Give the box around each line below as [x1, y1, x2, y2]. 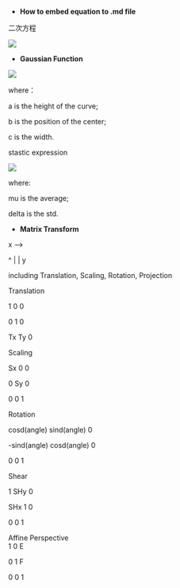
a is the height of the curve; [8, 101, 98, 111]
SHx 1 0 [8, 502, 33, 512]
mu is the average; [8, 194, 69, 202]
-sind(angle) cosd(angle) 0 [8, 441, 96, 449]
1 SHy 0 [8, 487, 33, 496]
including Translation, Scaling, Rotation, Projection [8, 271, 173, 280]
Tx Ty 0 [8, 332, 33, 342]
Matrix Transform [19, 225, 79, 233]
